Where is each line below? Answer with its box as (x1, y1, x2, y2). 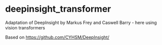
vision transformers (5, 24, 45, 30)
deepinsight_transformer (5, 3, 111, 15)
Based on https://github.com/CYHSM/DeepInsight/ (5, 34, 110, 40)
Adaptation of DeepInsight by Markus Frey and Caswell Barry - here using (5, 20, 157, 25)
